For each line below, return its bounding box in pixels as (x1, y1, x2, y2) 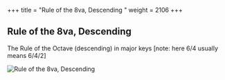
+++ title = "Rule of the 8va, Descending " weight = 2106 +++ (7, 6, 183, 14)
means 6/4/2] (7, 51, 46, 59)
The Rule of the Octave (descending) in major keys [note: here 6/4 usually (7, 44, 219, 52)
